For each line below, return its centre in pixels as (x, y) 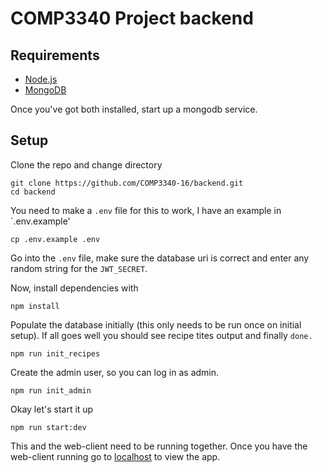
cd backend (33, 192)
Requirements (55, 55)
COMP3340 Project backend (132, 18)
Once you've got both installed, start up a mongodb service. (134, 109)
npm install (35, 306)
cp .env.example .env (55, 239)
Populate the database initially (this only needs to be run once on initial (156, 324)
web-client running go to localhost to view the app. (115, 456)
